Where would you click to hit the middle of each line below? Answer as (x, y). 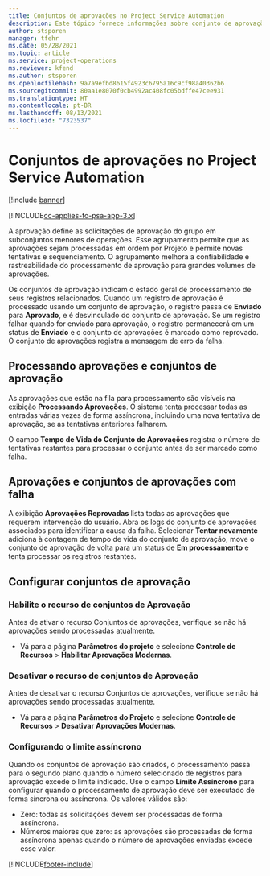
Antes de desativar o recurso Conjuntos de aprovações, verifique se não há (133, 693)
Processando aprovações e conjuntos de (112, 366)
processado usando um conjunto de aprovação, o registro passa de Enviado (135, 306)
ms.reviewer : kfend (41, 68)
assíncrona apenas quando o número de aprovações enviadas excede (136, 840)
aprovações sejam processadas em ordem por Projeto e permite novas (126, 248)
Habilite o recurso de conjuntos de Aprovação (100, 605)
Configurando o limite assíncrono (75, 747)
